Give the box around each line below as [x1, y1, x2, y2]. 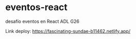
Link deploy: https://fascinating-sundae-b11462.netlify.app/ [5, 28, 131, 34]
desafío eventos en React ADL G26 [5, 18, 80, 24]
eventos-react [5, 2, 68, 13]
